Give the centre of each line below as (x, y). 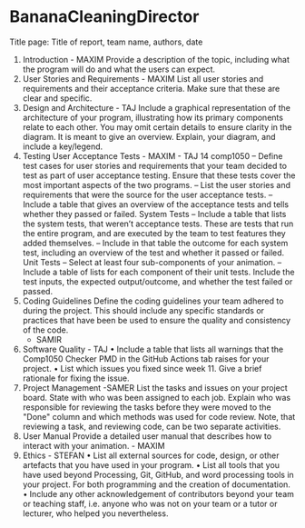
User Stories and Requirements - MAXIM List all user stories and (143, 78)
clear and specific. (57, 98)
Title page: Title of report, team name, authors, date (106, 42)
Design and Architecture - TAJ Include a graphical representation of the (156, 107)
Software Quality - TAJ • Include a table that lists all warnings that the (153, 349)
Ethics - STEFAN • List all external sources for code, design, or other (151, 455)
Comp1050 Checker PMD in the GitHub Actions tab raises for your (146, 359)
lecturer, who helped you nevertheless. (95, 513)
